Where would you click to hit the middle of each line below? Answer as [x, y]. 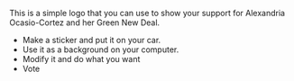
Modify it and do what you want [81, 59]
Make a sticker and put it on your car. [92, 40]
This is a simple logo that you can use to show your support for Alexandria [147, 13]
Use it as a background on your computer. [101, 49]
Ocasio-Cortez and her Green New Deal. [85, 22]
